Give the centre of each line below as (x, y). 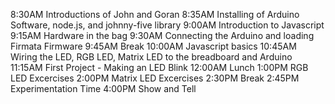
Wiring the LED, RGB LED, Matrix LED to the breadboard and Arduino (151, 57)
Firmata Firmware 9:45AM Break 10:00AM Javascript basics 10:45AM (153, 46)
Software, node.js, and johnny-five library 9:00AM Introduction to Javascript (167, 25)
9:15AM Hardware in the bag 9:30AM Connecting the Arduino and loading (162, 35)
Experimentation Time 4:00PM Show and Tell (103, 88)
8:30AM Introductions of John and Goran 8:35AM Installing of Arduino (155, 14)
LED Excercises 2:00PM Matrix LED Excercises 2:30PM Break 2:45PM (155, 78)
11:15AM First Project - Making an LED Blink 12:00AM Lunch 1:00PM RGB (159, 67)
